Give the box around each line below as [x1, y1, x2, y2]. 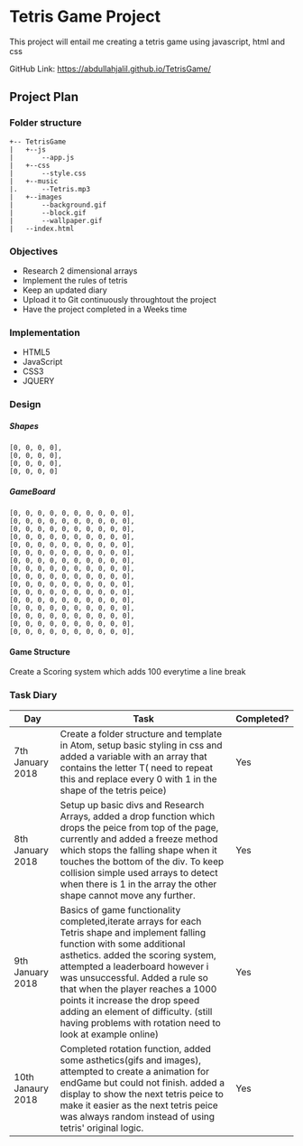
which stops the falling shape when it [60, 843, 218, 856]
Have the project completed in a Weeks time [22, 303, 188, 314]
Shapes [9, 420, 39, 431]
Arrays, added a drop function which [60, 810, 216, 823]
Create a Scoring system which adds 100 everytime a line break [9, 666, 246, 677]
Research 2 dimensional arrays [22, 265, 138, 276]
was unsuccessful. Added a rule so [60, 971, 209, 983]
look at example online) [60, 1028, 160, 1040]
